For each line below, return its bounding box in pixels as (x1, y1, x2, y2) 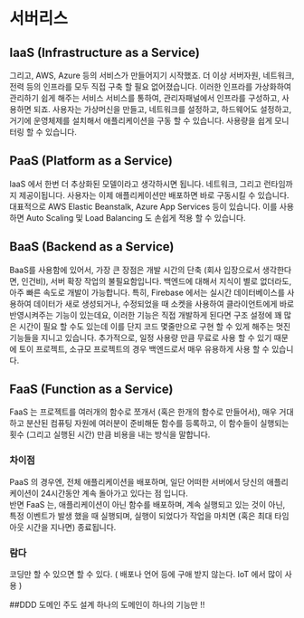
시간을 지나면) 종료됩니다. (25, 521, 117, 532)
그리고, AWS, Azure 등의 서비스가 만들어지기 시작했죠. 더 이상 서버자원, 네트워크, (9, 70, 295, 81)
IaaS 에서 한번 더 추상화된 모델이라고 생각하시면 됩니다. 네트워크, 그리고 (9, 178, 262, 189)
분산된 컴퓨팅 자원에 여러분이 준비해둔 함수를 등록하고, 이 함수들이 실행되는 (25, 418, 290, 429)
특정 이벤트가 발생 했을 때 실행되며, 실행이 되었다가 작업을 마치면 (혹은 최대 (9, 510, 273, 521)
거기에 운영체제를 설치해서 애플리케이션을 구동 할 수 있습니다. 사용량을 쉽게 (9, 115, 273, 126)
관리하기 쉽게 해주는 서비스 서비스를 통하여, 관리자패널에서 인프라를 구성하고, (9, 92, 280, 103)
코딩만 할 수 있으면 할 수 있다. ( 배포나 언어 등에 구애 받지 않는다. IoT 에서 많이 (9, 569, 283, 580)
